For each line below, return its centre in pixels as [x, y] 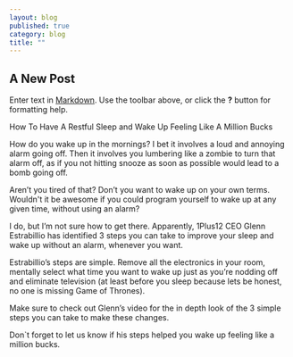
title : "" [28, 42]
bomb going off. [39, 173]
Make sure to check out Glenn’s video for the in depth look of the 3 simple [145, 308]
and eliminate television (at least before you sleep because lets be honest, [146, 281]
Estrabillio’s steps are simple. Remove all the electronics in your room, [138, 262]
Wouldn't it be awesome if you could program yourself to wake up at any [143, 199]
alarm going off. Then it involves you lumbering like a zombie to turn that [142, 154]
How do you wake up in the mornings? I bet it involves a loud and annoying [147, 145]
